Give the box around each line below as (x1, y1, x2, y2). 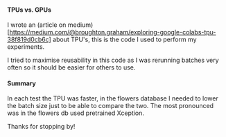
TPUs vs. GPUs (7, 6, 52, 14)
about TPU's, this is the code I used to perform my (53, 35, 197, 44)
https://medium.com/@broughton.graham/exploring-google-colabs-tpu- (9, 28, 216, 36)
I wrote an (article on (7, 21, 67, 29)
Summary (7, 79, 36, 87)
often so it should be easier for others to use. (7, 63, 136, 72)
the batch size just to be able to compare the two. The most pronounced (7, 102, 214, 110)
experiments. (7, 43, 45, 51)
